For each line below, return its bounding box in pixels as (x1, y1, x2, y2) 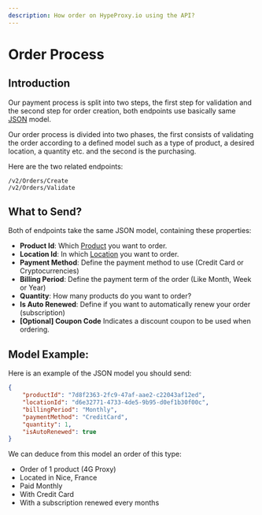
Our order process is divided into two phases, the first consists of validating (8, 129, 254, 139)
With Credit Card (19, 490, 75, 499)
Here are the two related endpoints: (8, 161, 124, 171)
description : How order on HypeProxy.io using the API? (8, 11, 195, 20)
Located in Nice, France (19, 473, 98, 483)
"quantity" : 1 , (22, 421, 72, 428)
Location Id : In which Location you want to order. (19, 250, 179, 259)
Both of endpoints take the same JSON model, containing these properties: (8, 226, 252, 235)
